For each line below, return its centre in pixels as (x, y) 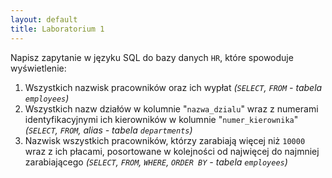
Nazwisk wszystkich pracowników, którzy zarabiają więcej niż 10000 (165, 140)
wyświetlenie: (38, 68)
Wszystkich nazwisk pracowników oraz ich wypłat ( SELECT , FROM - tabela (173, 87)
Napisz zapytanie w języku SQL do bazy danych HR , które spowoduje (152, 57)
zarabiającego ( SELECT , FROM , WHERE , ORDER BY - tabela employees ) (156, 162)
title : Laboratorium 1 (57, 29)
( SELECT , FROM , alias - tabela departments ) (108, 130)
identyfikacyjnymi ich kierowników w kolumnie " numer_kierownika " (161, 119)
